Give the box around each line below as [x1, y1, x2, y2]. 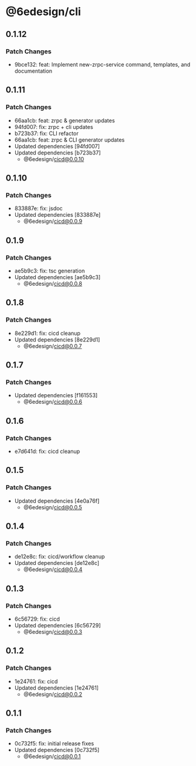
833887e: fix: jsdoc [14, 205, 63, 212]
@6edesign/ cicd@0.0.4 [23, 566, 83, 573]
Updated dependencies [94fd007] [14, 142, 100, 150]
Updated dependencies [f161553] [14, 392, 98, 399]
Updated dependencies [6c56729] [14, 622, 101, 629]
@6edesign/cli [5, 5, 81, 19]
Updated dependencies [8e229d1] [14, 335, 100, 343]
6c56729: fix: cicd [14, 615, 60, 622]
